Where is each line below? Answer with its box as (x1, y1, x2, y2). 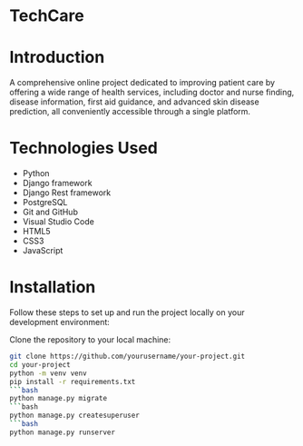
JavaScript (22, 245, 64, 256)
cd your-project (9, 360, 71, 369)
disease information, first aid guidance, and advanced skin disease (9, 96, 260, 107)
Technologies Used (9, 138, 159, 159)
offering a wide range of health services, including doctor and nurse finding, (9, 87, 295, 98)
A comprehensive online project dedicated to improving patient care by (9, 77, 275, 88)
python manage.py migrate (9, 394, 107, 403)
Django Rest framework (22, 187, 112, 198)
